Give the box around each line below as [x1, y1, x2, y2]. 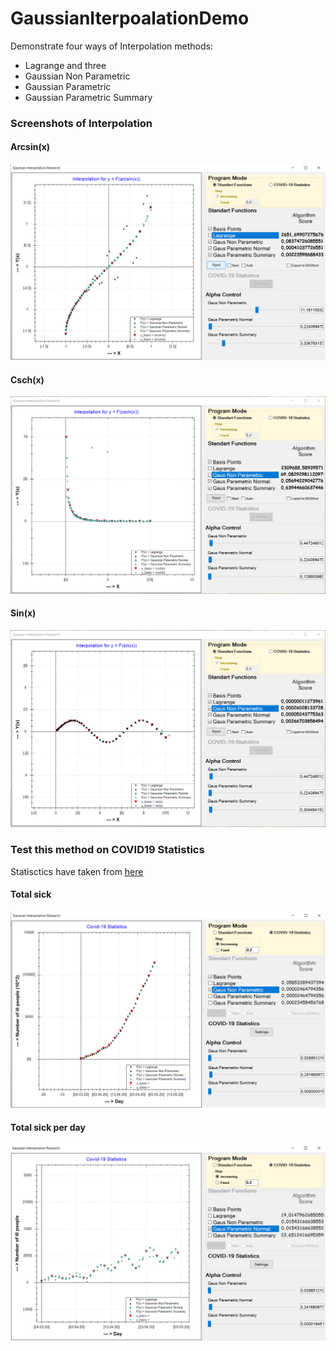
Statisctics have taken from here [10, 865, 144, 877]
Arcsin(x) [10, 141, 51, 153]
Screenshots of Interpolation [10, 116, 153, 130]
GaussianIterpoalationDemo [10, 7, 250, 30]
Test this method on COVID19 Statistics [10, 843, 205, 857]
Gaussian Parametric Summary [24, 91, 153, 103]
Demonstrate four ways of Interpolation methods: [10, 40, 213, 52]
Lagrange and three [24, 59, 107, 71]
